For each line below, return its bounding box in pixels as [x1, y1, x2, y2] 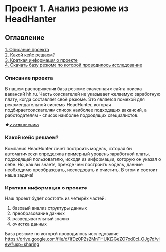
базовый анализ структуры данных [12, 205, 87, 211]
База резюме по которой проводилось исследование [5, 230, 119, 236]
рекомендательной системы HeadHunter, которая [5, 102, 111, 108]
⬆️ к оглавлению [5, 122, 39, 128]
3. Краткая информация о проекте [5, 57, 78, 63]
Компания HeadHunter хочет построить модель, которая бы [5, 145, 133, 151]
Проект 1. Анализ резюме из [5, 3, 129, 14]
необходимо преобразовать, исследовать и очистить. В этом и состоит [5, 167, 158, 173]
